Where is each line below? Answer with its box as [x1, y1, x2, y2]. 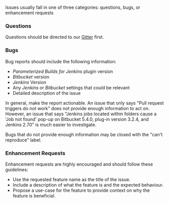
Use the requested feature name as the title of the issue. [12, 176, 131, 183]
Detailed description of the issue [12, 90, 81, 96]
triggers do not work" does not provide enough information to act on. [5, 105, 150, 111]
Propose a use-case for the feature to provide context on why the [12, 187, 150, 193]
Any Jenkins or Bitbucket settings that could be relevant [12, 84, 130, 91]
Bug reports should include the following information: [5, 58, 117, 64]
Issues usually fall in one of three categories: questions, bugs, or [5, 5, 141, 10]
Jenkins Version [12, 79, 47, 85]
